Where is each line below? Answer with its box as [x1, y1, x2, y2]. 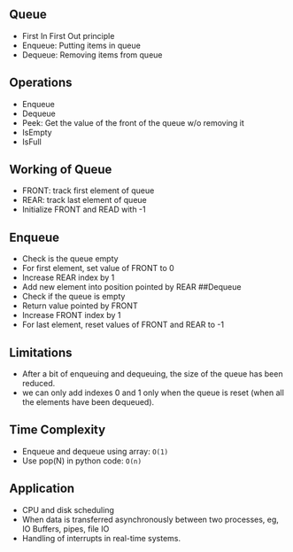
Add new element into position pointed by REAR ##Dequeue [21, 282, 242, 292]
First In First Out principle [21, 30, 115, 41]
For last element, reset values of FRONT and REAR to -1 [21, 319, 224, 330]
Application [9, 481, 75, 496]
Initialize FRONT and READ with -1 [21, 204, 146, 215]
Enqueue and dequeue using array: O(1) [21, 446, 169, 456]
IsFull [21, 136, 42, 147]
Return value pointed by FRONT [21, 300, 139, 311]
